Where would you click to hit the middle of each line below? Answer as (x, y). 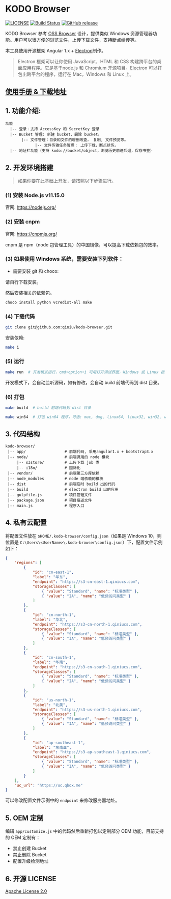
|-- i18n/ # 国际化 (49, 468)
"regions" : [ (28, 563)
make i (12, 347)
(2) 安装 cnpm (23, 222)
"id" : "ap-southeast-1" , (59, 743)
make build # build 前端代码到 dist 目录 (48, 408)
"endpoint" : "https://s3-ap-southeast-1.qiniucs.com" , (92, 752)
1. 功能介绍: (23, 111)
